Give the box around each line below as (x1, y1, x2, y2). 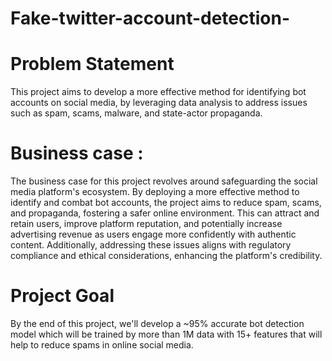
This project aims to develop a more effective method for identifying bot (10, 86, 307, 98)
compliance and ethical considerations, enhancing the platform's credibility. (10, 250, 323, 262)
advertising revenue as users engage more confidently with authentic (10, 228, 297, 241)
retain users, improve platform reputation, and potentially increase (10, 218, 283, 230)
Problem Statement (10, 53, 175, 76)
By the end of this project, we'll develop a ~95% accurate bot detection (10, 318, 305, 329)
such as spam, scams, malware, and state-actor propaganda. (10, 107, 263, 119)
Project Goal (10, 285, 115, 307)
